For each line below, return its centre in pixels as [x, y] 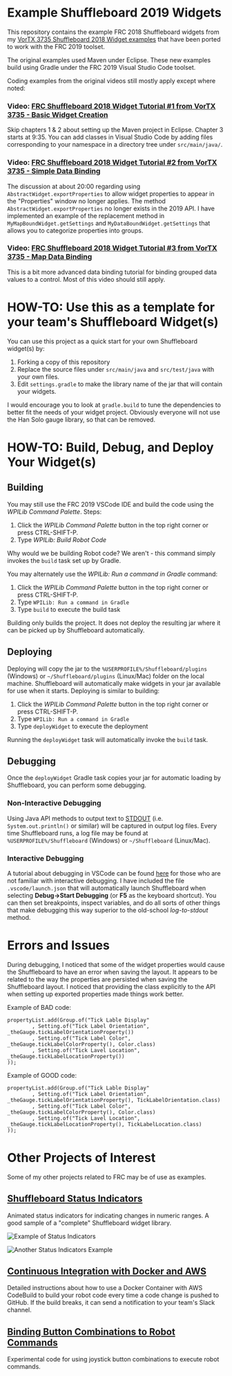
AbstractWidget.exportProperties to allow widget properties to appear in [111, 193]
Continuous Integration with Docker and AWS [107, 1271]
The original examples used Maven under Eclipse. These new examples [109, 60]
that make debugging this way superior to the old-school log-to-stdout [108, 910]
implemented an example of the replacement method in [86, 215]
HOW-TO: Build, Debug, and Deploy [110, 447]
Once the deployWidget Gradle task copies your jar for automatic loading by [114, 778]
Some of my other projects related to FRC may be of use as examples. [107, 1177]
